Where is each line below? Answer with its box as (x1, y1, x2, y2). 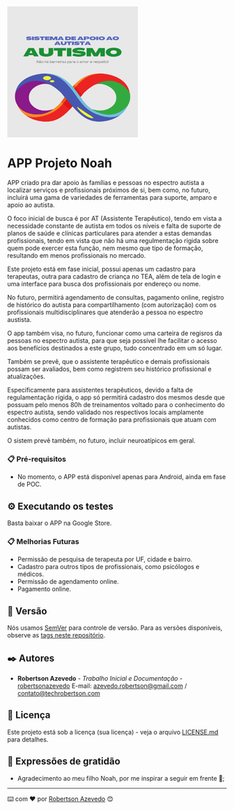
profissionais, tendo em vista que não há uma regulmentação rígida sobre (7, 236, 219, 244)
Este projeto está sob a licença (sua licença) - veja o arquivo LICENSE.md (7, 728, 219, 736)
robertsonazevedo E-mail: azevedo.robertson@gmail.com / (17, 682, 187, 690)
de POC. (17, 480, 42, 489)
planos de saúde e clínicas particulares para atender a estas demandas (7, 229, 212, 237)
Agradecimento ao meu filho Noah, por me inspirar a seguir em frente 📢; (17, 774, 225, 782)
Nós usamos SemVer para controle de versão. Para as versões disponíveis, (7, 624, 223, 632)
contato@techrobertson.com (17, 688, 101, 697)
